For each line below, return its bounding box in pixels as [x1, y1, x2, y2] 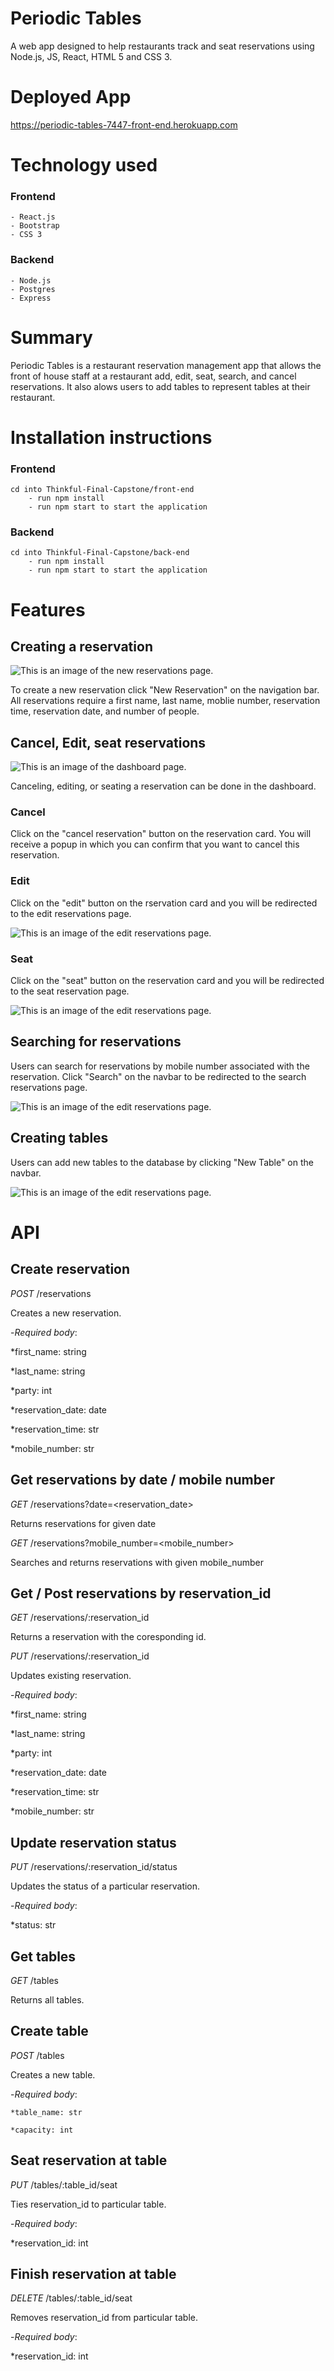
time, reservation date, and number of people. [10, 705, 200, 717]
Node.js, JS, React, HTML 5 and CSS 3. [10, 50, 173, 62]
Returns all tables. [10, 1993, 85, 2006]
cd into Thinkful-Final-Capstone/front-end [10, 485, 195, 495]
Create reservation [10, 1261, 131, 1278]
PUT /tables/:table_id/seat [10, 2178, 118, 2191]
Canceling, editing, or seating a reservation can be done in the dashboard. [10, 780, 317, 792]
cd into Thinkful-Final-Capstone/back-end [10, 548, 190, 558]
